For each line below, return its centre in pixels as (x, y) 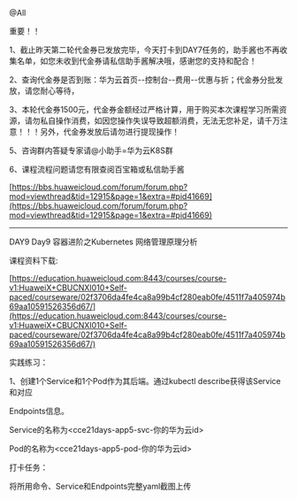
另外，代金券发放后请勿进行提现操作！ (109, 131)
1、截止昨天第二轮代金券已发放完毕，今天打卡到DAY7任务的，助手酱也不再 (145, 50)
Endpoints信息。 (39, 411)
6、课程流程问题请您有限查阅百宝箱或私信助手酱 (97, 169)
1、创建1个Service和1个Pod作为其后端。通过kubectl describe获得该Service (145, 381)
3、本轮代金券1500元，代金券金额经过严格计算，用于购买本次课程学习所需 (145, 109)
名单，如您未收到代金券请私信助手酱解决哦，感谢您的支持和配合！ (137, 61)
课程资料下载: (34, 261)
